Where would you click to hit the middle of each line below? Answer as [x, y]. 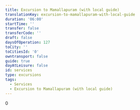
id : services [19, 70]
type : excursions [23, 75]
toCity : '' [16, 47]
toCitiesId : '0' [22, 51]
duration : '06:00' [24, 19]
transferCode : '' [23, 33]
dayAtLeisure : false [27, 65]
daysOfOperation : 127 [28, 42]
